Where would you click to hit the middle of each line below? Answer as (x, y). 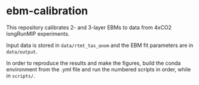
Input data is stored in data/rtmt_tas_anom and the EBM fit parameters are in (100, 45)
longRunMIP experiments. (38, 33)
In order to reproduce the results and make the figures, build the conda (94, 63)
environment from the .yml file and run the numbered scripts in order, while (99, 69)
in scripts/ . (21, 75)
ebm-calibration (47, 11)
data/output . (22, 51)
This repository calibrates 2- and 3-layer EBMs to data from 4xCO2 (89, 27)
